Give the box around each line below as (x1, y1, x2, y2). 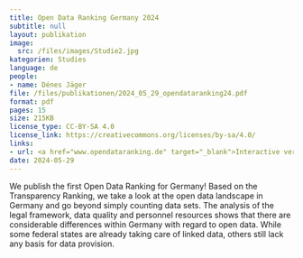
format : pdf (9, 97, 54, 106)
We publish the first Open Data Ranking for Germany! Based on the (9, 180, 258, 191)
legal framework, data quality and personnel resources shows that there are (9, 209, 291, 220)
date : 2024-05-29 (9, 155, 75, 165)
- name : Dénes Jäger (9, 80, 87, 89)
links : (9, 139, 34, 148)
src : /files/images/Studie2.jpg (17, 47, 140, 56)
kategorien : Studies (9, 55, 87, 64)
